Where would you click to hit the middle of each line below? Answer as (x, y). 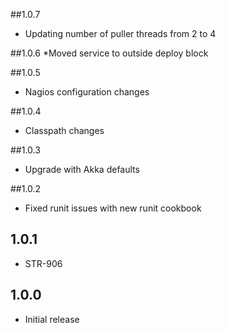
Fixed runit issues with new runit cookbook (113, 208)
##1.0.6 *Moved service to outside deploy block (109, 53)
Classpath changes (64, 130)
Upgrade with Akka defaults (82, 169)
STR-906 (43, 263)
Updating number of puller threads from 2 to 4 (120, 33)
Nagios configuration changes (87, 92)
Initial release (52, 319)
